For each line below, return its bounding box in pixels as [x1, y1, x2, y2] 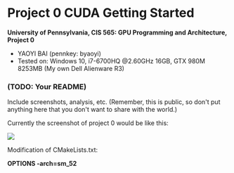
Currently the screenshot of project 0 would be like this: [7, 119, 169, 127]
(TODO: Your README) [7, 82, 86, 91]
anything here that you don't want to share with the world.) [7, 105, 178, 114]
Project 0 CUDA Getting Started [7, 5, 195, 21]
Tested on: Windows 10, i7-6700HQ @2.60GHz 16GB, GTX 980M [17, 56, 206, 65]
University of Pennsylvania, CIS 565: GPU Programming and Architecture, [7, 28, 227, 37]
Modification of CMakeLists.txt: [7, 146, 98, 154]
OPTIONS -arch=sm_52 [7, 160, 77, 168]
